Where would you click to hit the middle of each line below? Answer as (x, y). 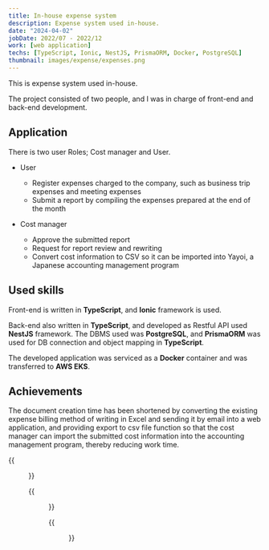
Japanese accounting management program (105, 265)
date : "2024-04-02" (41, 30)
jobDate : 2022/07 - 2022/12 (55, 38)
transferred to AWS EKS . (49, 366)
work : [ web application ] (50, 46)
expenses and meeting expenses (87, 191)
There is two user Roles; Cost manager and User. (90, 152)
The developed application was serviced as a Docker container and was (128, 358)
